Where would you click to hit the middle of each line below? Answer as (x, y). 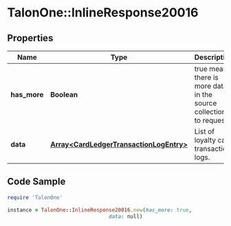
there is (206, 77)
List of (205, 132)
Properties (30, 38)
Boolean (64, 94)
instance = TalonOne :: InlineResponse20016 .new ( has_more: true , (100, 210)
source (206, 103)
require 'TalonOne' (35, 197)
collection (210, 112)
